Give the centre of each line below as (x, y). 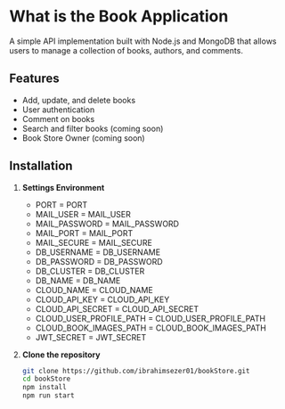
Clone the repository (61, 355)
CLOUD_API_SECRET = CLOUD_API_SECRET (117, 308)
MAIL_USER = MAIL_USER (83, 214)
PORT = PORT (61, 204)
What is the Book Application (119, 16)
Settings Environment (63, 187)
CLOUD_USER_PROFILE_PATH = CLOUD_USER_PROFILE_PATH (150, 318)
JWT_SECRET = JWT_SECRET (91, 337)
